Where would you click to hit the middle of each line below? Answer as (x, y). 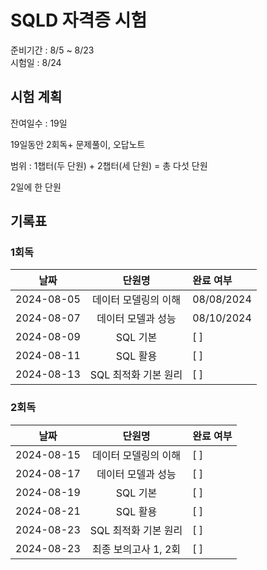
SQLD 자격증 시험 (79, 20)
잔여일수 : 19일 (39, 123)
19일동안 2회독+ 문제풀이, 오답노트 (78, 144)
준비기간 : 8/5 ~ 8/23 (52, 50)
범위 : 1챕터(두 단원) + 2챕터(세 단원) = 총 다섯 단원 (109, 165)
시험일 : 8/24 (36, 62)
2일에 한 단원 (36, 187)
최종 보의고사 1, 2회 (136, 549)
